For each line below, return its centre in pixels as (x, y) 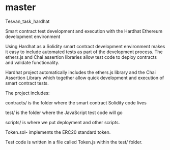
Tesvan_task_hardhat (27, 21)
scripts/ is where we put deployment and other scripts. (63, 122)
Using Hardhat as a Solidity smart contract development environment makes (85, 46)
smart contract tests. (27, 83)
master (21, 7)
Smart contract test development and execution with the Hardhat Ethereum (84, 31)
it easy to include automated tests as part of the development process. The (84, 52)
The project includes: (27, 93)
